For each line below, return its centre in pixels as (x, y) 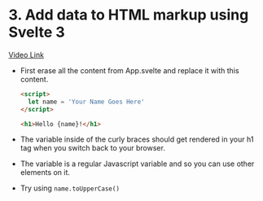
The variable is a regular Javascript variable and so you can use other (137, 164)
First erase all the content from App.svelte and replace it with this (129, 70)
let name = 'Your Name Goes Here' (86, 102)
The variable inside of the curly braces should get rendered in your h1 (137, 139)
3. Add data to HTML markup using (129, 15)
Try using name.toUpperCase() (70, 188)
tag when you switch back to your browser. (92, 148)
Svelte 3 (37, 32)
